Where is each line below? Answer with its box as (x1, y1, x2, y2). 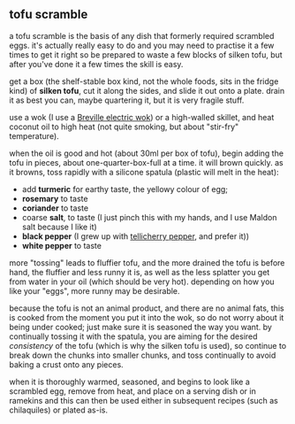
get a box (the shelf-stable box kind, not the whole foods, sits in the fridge (9, 75, 279, 87)
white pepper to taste (21, 240, 102, 251)
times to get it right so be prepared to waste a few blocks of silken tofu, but (9, 49, 283, 60)
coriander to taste (21, 203, 89, 213)
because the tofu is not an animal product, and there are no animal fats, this (9, 303, 284, 313)
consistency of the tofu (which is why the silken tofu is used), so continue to (9, 340, 287, 351)
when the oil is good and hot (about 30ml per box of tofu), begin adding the (9, 148, 284, 158)
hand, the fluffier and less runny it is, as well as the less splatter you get (9, 266, 270, 277)
